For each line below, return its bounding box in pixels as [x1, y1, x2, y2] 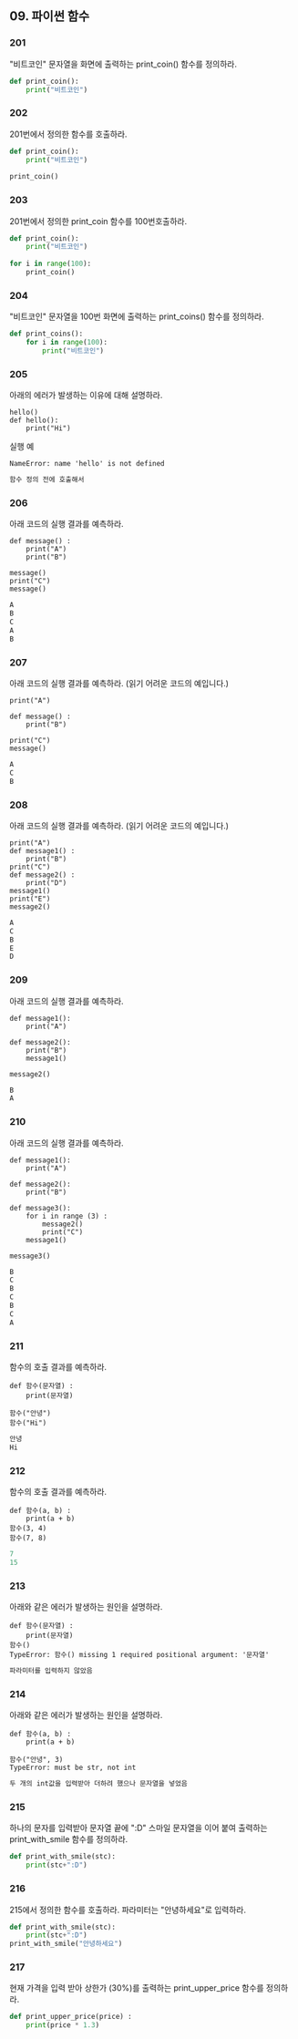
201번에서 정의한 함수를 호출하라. [9, 129, 128, 139]
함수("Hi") [9, 1418, 47, 1428]
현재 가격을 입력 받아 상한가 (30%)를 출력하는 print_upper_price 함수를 [9, 1982, 264, 1993]
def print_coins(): [9, 329, 84, 339]
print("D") [26, 878, 67, 887]
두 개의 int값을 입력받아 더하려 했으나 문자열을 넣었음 [9, 1779, 189, 1788]
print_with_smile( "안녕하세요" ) [9, 1940, 123, 1949]
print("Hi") [26, 424, 71, 433]
